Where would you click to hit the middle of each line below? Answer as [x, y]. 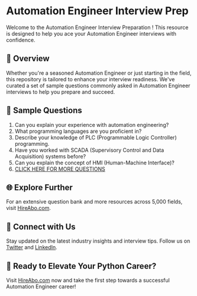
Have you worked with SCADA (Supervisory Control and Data [89, 150]
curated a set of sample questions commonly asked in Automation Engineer [98, 85]
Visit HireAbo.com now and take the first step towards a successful [88, 280]
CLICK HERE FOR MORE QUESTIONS [60, 169]
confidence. [21, 40]
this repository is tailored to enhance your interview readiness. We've [91, 79]
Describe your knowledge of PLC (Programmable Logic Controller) [96, 137]
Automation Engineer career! [41, 287]
